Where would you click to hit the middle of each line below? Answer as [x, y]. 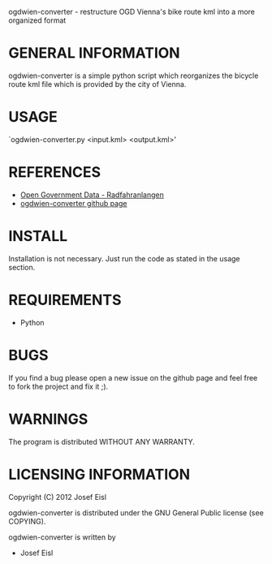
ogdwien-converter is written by [62, 537]
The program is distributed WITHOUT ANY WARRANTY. [101, 441]
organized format [37, 20]
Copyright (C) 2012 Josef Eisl [58, 497]
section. [22, 267]
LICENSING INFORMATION [99, 474]
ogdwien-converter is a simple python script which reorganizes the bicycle [134, 75]
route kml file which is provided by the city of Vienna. [97, 84]
